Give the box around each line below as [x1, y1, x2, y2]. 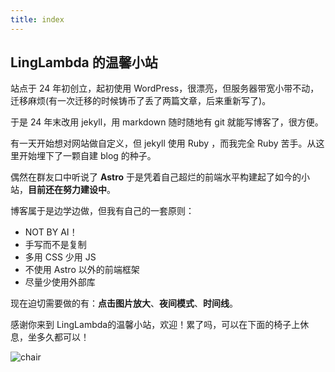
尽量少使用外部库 [24, 276, 96, 288]
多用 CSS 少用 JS [24, 251, 97, 263]
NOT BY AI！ [24, 226, 78, 238]
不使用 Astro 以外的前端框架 [24, 264, 140, 276]
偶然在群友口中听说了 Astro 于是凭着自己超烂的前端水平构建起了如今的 [10, 171, 302, 183]
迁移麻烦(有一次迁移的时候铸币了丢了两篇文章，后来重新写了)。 [10, 95, 272, 107]
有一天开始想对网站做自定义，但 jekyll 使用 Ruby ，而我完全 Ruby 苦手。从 [10, 137, 317, 150]
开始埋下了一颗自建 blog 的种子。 [18, 150, 157, 162]
